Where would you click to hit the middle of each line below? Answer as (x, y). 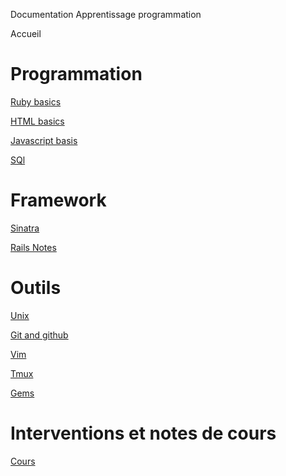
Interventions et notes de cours (143, 433)
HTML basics (37, 121)
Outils (36, 288)
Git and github (39, 335)
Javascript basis (44, 140)
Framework (58, 200)
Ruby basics (36, 101)
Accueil (26, 33)
